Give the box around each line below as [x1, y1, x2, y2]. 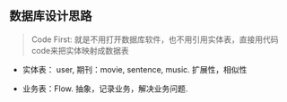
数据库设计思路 [9, 8, 92, 24]
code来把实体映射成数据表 [30, 45, 129, 55]
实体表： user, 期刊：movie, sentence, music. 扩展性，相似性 [22, 64, 248, 74]
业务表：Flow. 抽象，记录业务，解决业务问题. [22, 83, 188, 94]
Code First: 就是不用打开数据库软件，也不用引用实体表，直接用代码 [30, 34, 279, 45]
